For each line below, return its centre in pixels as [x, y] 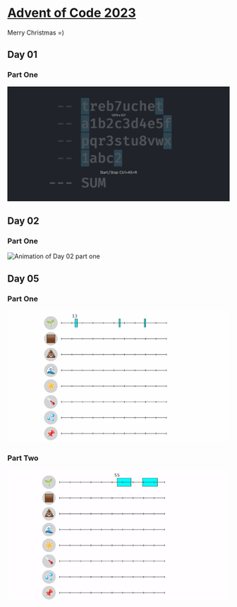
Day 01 [22, 55]
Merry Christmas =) [36, 32]
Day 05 [23, 278]
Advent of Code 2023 [72, 13]
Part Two [23, 458]
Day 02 [24, 221]
